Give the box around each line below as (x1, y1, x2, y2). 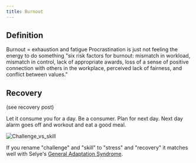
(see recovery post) (6, 104, 54, 111)
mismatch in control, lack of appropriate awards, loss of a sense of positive (6, 58, 189, 65)
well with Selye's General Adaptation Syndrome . (6, 151, 123, 158)
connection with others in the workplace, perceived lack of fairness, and (6, 65, 182, 72)
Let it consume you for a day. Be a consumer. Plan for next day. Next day (6, 115, 183, 122)
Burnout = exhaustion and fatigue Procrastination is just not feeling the (6, 46, 178, 53)
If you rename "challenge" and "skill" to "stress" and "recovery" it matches (6, 144, 188, 151)
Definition (6, 31, 43, 41)
